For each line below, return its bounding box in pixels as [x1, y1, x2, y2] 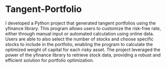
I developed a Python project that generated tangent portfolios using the [5, 20, 156, 26]
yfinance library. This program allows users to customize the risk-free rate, [5, 25, 161, 31]
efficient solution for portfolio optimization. [5, 57, 94, 63]
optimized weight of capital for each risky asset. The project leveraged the [5, 46, 160, 52]
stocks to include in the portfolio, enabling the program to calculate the [5, 41, 153, 47]
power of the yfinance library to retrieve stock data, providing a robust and [5, 51, 161, 58]
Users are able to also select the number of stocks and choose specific [5, 36, 154, 42]
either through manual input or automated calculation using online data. [5, 30, 154, 36]
